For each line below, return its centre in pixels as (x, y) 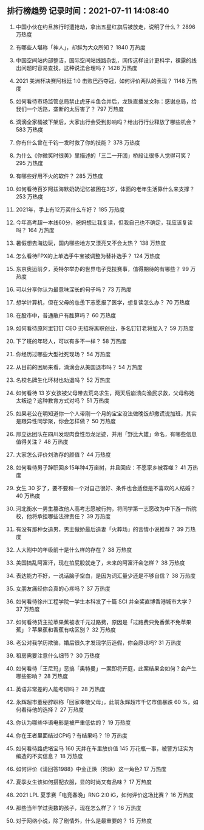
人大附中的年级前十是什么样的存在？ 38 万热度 (74, 549)
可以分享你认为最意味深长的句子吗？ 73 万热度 (74, 289)
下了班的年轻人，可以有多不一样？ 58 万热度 (71, 341)
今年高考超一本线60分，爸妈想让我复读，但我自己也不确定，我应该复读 (104, 222)
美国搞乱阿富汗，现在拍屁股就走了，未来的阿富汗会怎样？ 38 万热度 (100, 563)
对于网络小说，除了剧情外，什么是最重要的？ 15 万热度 (84, 820)
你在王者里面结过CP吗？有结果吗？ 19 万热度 (72, 735)
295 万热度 (29, 163)
